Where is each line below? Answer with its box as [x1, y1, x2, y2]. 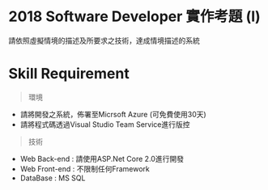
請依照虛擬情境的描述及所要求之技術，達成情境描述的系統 [8, 36, 200, 45]
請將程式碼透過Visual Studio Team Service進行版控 [19, 119, 190, 129]
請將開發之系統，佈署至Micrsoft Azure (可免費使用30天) [19, 109, 206, 119]
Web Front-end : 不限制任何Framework [19, 163, 150, 174]
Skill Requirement [8, 65, 130, 83]
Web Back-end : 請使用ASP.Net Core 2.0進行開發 [19, 154, 185, 163]
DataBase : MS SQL [19, 173, 86, 183]
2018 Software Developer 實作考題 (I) [8, 7, 261, 26]
